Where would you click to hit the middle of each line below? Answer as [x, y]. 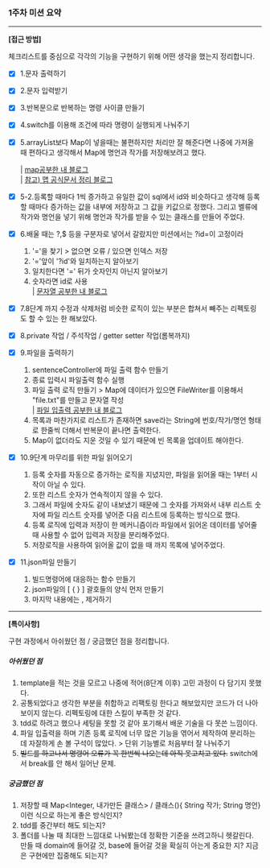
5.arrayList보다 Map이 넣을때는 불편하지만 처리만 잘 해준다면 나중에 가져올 [137, 142]
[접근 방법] [25, 39]
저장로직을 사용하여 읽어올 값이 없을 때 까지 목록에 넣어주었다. [128, 544]
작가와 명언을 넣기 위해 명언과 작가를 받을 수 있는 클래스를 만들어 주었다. [132, 217]
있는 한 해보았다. [72, 318]
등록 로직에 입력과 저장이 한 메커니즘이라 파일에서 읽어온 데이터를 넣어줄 [145, 524]
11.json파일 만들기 [48, 562]
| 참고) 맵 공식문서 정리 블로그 [66, 180]
